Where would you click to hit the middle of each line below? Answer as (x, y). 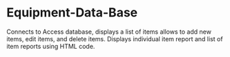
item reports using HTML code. (51, 46)
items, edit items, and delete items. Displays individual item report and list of (115, 38)
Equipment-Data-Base (72, 13)
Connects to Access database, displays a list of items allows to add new (109, 32)
